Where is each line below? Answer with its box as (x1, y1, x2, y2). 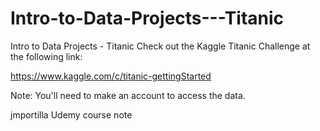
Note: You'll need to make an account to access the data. (10, 89, 246, 101)
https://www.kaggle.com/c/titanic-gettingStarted (10, 70, 212, 82)
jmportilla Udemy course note (10, 108, 133, 121)
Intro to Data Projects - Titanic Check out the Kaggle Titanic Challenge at (10, 40, 311, 52)
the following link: (10, 50, 83, 62)
